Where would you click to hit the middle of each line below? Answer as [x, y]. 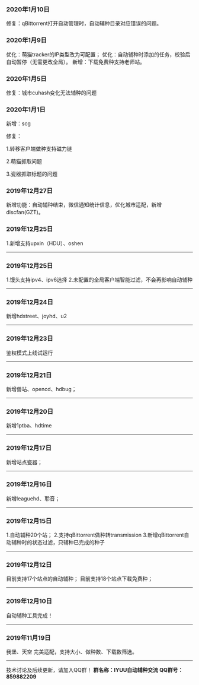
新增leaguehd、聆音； [33, 498]
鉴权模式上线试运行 [30, 353]
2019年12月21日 [29, 375]
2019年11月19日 [28, 638]
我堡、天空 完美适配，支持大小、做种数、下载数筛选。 [72, 652]
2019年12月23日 [30, 338]
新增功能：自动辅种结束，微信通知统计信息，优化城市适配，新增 [84, 205]
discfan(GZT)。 [25, 213]
